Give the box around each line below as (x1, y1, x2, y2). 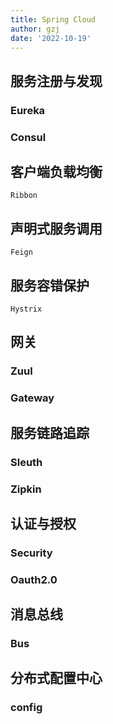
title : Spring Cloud (10, 14, 97, 25)
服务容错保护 (10, 277, 90, 294)
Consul (10, 130, 47, 144)
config (10, 701, 43, 715)
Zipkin (10, 482, 42, 496)
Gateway (10, 391, 55, 405)
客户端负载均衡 (10, 164, 103, 180)
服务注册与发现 (10, 72, 103, 90)
